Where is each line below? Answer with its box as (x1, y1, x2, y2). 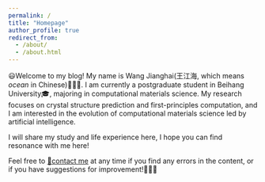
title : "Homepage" (8, 19, 69, 27)
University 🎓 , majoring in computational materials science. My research (8, 89, 243, 98)
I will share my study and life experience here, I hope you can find (8, 132, 223, 142)
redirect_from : (8, 33, 59, 42)
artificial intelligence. (8, 117, 77, 127)
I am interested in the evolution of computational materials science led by (8, 108, 247, 118)
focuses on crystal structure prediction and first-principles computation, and (8, 100, 258, 109)
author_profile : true (8, 26, 80, 34)
